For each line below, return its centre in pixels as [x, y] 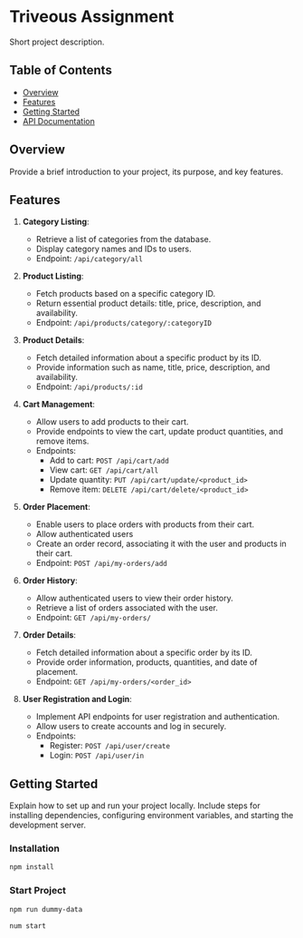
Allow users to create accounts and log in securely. [131, 727]
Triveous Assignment [92, 17]
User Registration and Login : [77, 699]
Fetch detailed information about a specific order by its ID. [144, 653]
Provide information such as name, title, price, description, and [153, 367]
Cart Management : [58, 405]
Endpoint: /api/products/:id [89, 386]
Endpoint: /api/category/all [89, 259]
